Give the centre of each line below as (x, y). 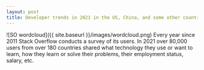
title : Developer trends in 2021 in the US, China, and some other (93, 17)
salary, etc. (20, 60)
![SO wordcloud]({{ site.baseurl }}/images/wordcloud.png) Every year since (101, 34)
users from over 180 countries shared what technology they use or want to (100, 47)
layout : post (23, 12)
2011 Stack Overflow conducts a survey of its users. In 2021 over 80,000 (97, 41)
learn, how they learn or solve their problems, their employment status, (95, 54)
